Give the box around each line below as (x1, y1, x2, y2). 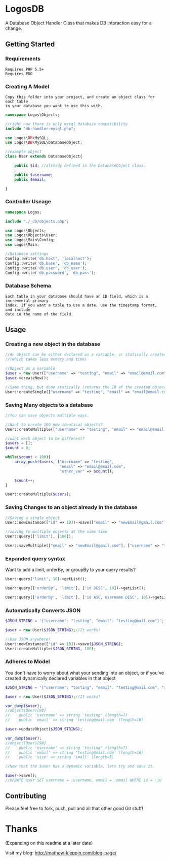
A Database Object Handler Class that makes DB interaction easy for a (5, 20, 152, 26)
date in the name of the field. (5, 311, 73, 316)
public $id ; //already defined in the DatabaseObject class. (14, 163, 146, 168)
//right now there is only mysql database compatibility (5, 121, 128, 126)
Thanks (5, 823, 38, 835)
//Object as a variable (5, 366, 56, 371)
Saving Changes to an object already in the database (5, 504, 138, 511)
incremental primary (5, 298, 49, 303)
